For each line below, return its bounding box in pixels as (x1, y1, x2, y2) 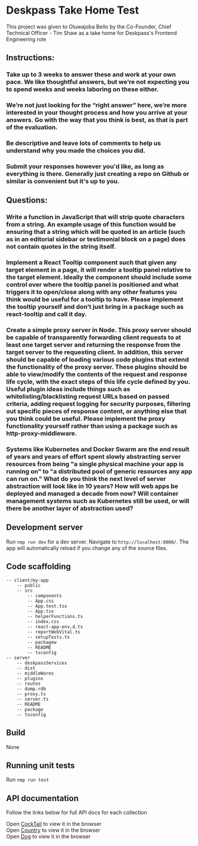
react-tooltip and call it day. (6, 310, 87, 318)
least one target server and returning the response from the (6, 341, 181, 349)
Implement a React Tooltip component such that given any (6, 258, 177, 266)
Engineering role (6, 35, 46, 43)
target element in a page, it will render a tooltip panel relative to (6, 266, 191, 274)
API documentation (6, 793, 79, 803)
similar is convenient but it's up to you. (6, 177, 120, 186)
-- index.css (27, 619, 60, 624)
